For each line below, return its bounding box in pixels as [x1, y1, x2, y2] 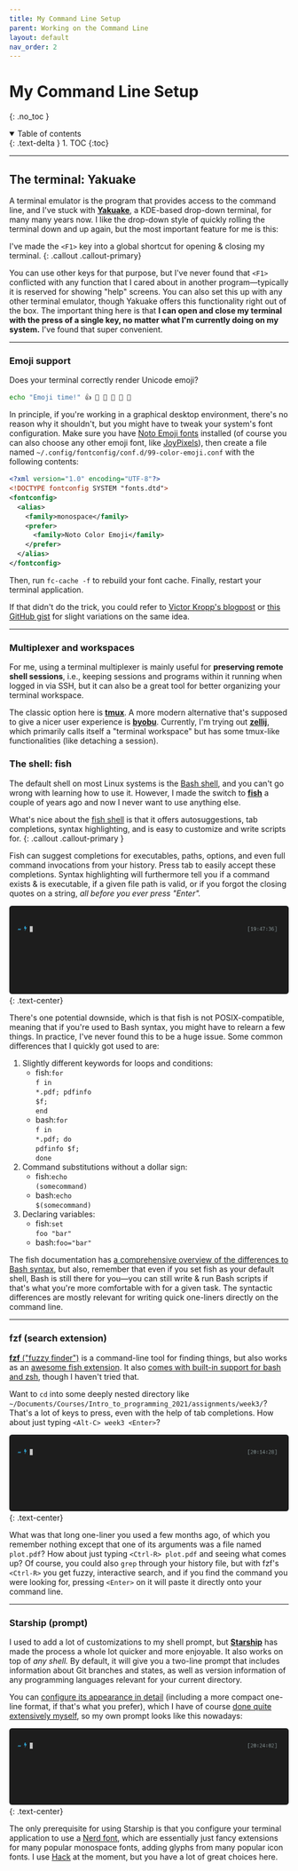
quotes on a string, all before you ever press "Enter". [9, 888, 201, 899]
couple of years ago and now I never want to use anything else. [9, 797, 241, 807]
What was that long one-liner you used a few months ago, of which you [9, 1529, 271, 1540]
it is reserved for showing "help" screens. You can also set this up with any [9, 287, 283, 297]
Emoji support [9, 354, 71, 367]
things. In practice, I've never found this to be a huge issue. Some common [9, 1031, 284, 1043]
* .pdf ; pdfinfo [35, 1088, 91, 1097]
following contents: [9, 456, 80, 467]
